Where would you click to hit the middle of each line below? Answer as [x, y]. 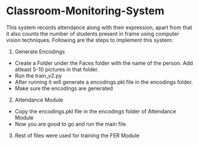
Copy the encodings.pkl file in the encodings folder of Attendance [95, 111]
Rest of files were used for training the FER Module [77, 135]
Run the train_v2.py [38, 75]
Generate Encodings [40, 51]
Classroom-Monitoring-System [85, 11]
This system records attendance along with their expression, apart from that [99, 27]
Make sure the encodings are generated [64, 88]
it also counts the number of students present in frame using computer [93, 33]
